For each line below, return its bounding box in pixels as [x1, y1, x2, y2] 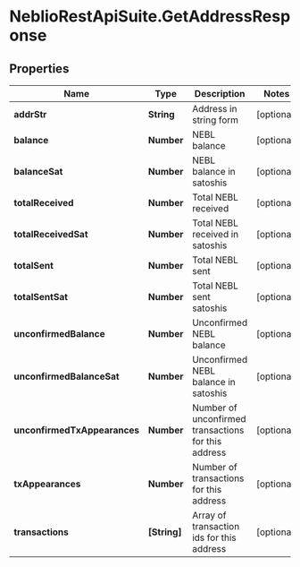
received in [191, 228, 239, 240]
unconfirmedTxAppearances [13, 424, 140, 436]
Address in [191, 103, 237, 115]
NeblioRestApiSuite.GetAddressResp [9, 6, 291, 27]
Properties [9, 61, 70, 76]
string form [191, 114, 239, 126]
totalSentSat [13, 291, 69, 303]
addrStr [13, 108, 47, 120]
